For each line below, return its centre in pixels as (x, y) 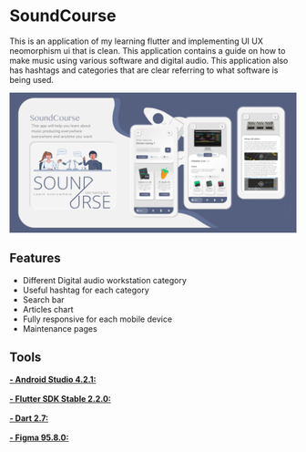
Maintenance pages (60, 328)
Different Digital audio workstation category (104, 280)
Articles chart (48, 309)
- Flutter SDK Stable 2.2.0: (61, 398)
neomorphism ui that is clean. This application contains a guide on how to (148, 50)
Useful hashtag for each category (86, 290)
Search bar (44, 299)
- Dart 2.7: (29, 418)
